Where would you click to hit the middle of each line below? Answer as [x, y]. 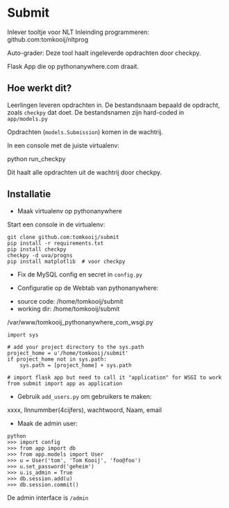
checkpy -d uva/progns [40, 255]
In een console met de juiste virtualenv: [63, 145]
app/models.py [28, 119]
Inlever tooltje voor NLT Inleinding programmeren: [78, 32]
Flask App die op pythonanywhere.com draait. [73, 66]
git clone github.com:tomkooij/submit [63, 237]
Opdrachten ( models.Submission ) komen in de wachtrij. [85, 132]
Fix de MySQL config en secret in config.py [80, 274]
